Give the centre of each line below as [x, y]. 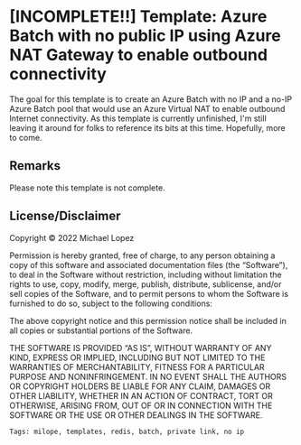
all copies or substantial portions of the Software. [101, 330]
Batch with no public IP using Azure [146, 36]
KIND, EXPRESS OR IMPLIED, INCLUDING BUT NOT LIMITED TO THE [137, 357]
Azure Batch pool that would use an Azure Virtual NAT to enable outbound [147, 108]
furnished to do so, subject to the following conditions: [111, 303]
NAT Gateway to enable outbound [139, 55]
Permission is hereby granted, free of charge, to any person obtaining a [142, 255]
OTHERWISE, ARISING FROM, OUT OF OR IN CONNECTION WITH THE [141, 405]
